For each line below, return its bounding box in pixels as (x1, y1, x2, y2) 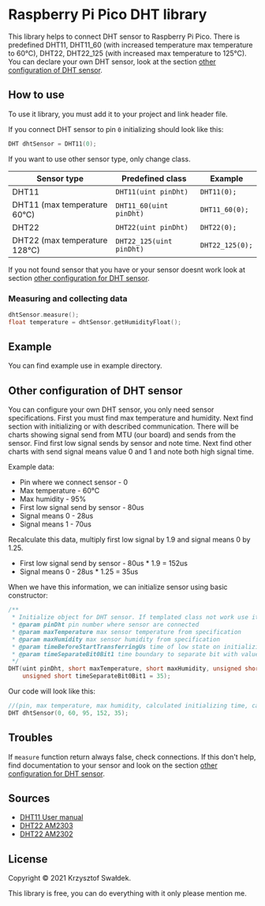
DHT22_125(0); (200, 240, 253, 250)
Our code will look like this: (8, 686, 96, 696)
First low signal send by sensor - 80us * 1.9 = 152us (19, 559, 188, 568)
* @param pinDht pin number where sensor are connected (11, 621, 200, 629)
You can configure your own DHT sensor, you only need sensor (8, 405, 215, 414)
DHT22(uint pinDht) (115, 223, 189, 232)
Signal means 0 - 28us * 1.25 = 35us (19, 567, 139, 576)
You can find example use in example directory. (8, 361, 163, 371)
